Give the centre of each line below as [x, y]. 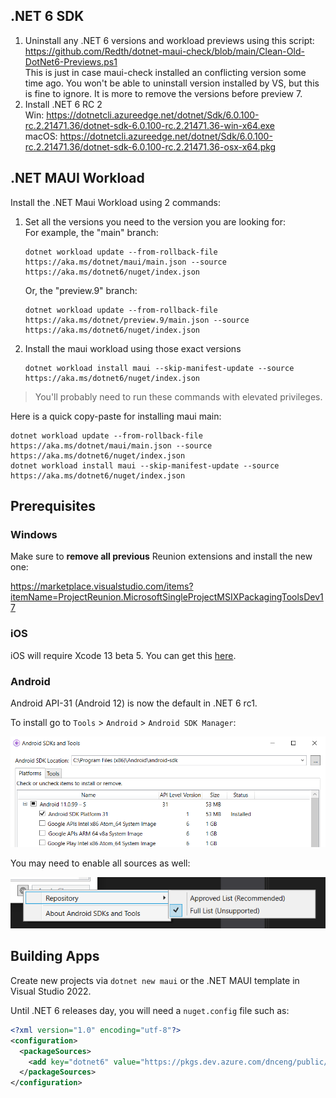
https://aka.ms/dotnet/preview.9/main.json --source [137, 320]
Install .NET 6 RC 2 [63, 104]
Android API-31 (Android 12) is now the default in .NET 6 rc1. [134, 703]
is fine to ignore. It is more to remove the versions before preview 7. [163, 93]
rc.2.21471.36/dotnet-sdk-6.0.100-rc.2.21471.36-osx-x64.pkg [150, 146]
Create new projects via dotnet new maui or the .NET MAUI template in [155, 980]
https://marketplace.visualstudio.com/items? [102, 586]
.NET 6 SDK [47, 16]
